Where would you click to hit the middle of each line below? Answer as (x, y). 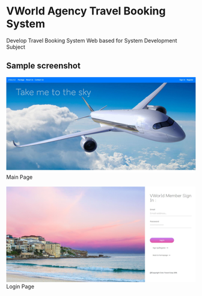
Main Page (20, 177)
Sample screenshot (44, 66)
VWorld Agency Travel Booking (86, 11)
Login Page (20, 286)
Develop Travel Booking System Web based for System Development (92, 40)
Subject (16, 47)
